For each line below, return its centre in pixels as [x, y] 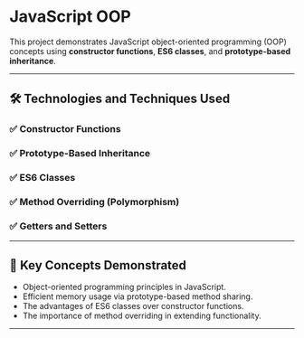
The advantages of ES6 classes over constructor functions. [133, 306]
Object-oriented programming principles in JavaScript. [124, 287]
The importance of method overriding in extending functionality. [142, 316]
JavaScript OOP [70, 17]
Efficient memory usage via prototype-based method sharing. [138, 296]
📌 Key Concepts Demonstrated [98, 265]
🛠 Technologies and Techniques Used [120, 99]
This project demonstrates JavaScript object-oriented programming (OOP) [148, 42]
